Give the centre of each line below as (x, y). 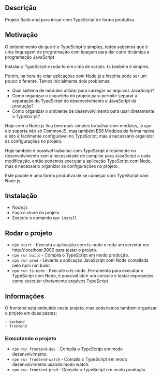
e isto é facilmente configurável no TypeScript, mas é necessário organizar (80, 136)
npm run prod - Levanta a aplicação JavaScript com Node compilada (80, 260)
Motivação (22, 35)
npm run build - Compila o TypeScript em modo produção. (71, 255)
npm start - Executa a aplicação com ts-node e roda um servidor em (81, 245)
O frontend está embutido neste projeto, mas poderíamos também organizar (81, 308)
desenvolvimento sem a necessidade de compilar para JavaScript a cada (78, 155)
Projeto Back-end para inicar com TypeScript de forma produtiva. (70, 19)
